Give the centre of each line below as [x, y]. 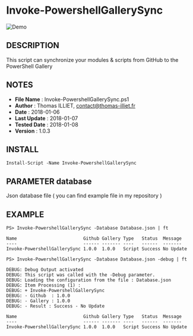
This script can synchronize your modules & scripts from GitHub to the [92, 59]
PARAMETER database [49, 181]
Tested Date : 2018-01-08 [46, 124]
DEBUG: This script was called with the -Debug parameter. [81, 275]
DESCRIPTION [33, 45]
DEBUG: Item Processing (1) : [44, 285]
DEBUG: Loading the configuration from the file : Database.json [88, 280]
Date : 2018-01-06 [37, 112]
